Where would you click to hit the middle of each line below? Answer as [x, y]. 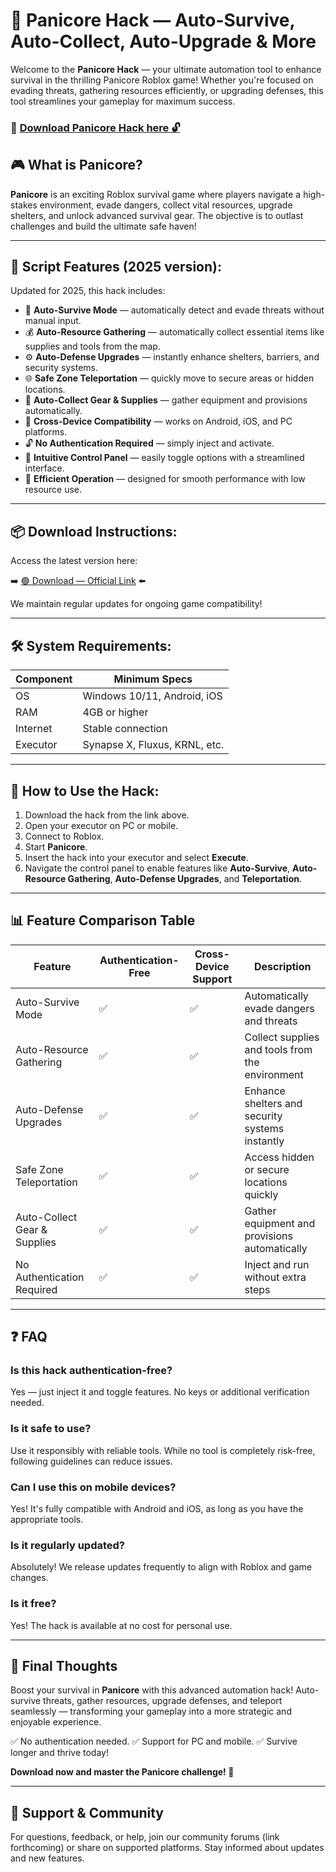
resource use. [53, 490]
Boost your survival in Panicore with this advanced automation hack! [152, 1690]
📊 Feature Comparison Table [103, 920]
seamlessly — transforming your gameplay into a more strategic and [151, 1711]
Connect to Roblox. [64, 836]
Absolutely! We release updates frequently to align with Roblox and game [161, 1567]
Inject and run [277, 1264]
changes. [29, 1578]
